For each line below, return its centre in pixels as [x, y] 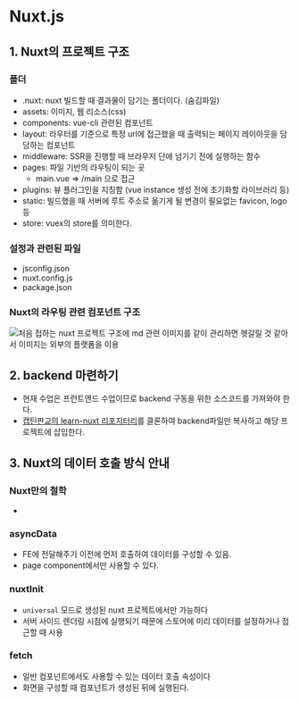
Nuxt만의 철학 [38, 490]
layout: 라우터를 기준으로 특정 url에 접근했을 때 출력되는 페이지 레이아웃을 [150, 134]
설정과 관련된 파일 [46, 248]
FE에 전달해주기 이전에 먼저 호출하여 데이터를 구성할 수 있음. [127, 555]
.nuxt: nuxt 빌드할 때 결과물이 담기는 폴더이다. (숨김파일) [121, 100]
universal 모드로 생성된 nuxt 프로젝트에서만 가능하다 [115, 610]
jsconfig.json [46, 269]
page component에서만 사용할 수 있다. [90, 565]
